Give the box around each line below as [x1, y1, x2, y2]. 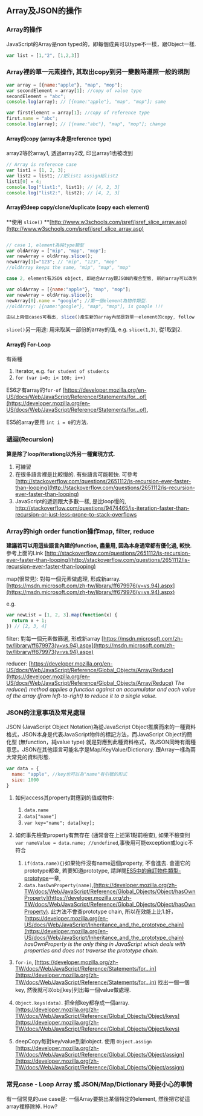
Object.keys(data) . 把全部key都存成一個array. [14, 999, 130, 1006]
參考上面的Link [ [6, 550, 47, 557]
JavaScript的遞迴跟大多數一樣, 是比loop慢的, [14, 497, 126, 504]
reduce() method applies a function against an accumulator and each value [6, 685, 196, 693]
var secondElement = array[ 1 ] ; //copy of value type [6, 87, 142, 94]
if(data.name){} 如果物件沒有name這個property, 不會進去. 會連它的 [24, 859, 191, 867]
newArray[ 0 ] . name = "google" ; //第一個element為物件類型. [6, 297, 148, 304]
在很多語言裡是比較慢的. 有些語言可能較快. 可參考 [14, 471, 138, 478]
